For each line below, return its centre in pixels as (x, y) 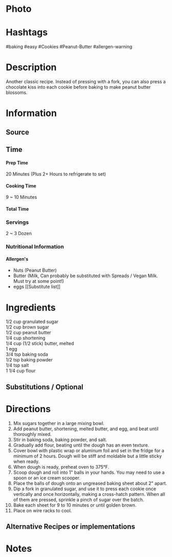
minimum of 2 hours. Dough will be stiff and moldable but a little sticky (88, 456)
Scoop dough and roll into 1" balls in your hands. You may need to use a (89, 472)
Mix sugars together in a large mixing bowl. (59, 423)
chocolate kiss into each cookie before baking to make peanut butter (78, 87)
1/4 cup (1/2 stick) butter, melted (40, 343)
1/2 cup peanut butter (29, 333)
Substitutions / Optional (45, 387)
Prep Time (17, 163)
